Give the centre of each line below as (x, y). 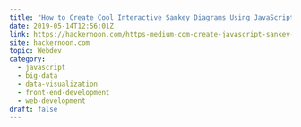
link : (19, 34)
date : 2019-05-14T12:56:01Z (62, 26)
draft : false (34, 109)
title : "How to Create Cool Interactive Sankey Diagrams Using (130, 17)
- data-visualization (58, 84)
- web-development (52, 101)
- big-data (38, 76)
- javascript (42, 68)
